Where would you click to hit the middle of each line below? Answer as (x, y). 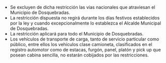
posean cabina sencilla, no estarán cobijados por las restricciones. (79, 55)
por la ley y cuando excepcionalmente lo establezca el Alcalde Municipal (86, 23)
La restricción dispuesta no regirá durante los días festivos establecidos (85, 18)
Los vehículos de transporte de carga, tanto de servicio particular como (85, 39)
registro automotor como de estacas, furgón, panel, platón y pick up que (86, 50)
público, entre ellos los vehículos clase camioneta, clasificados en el (81, 44)
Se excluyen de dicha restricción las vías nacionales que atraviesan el (82, 7)
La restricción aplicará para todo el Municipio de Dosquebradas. (77, 34)
